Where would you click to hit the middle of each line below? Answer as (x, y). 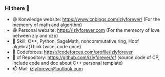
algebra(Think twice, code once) (47, 47)
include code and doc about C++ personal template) (68, 63)
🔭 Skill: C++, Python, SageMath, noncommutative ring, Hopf (76, 41)
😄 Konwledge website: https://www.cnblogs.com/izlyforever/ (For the (86, 20)
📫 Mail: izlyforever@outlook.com (47, 69)
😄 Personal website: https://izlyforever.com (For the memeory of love (86, 30)
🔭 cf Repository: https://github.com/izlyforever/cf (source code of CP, (86, 57)
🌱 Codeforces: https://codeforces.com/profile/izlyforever (73, 52)
